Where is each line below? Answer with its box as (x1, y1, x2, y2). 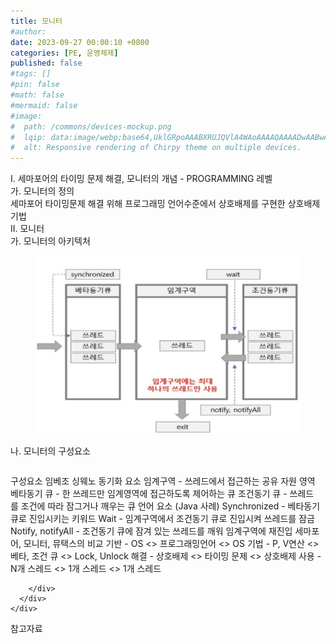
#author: (10, 26, 47, 37)
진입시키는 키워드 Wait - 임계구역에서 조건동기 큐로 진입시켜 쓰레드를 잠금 (28, 512, 315, 524)
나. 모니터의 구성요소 (10, 445, 91, 457)
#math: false (10, 90, 65, 100)
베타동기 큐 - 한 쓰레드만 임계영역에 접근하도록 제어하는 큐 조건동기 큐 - (10, 487, 288, 499)
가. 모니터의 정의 (10, 185, 75, 197)
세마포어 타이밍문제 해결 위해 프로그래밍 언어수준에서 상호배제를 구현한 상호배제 (10, 198, 321, 210)
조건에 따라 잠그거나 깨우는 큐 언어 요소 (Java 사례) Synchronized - (20, 500, 286, 512)
